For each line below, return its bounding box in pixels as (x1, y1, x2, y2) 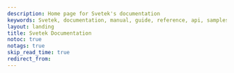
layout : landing (7, 23, 54, 30)
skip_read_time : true (7, 49, 70, 56)
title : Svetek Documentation (7, 29, 92, 37)
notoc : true (7, 36, 42, 43)
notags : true (7, 42, 45, 49)
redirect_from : (7, 56, 52, 63)
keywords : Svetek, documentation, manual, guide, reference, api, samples (7, 17, 229, 24)
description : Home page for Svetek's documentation (7, 10, 160, 17)
